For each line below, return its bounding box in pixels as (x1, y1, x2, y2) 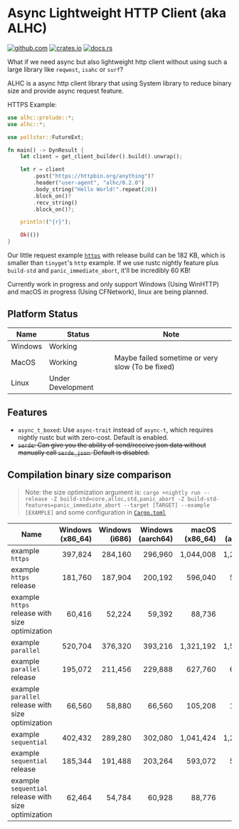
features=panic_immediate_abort (24, 501, 121, 509)
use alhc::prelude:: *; (7, 114, 75, 121)
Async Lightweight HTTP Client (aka (7, 5, 226, 21)
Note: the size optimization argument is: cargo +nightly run (24, 488, 201, 496)
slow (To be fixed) (114, 361, 175, 371)
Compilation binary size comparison (7, 469, 172, 481)
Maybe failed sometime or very (114, 353, 218, 363)
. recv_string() (33, 199, 78, 206)
